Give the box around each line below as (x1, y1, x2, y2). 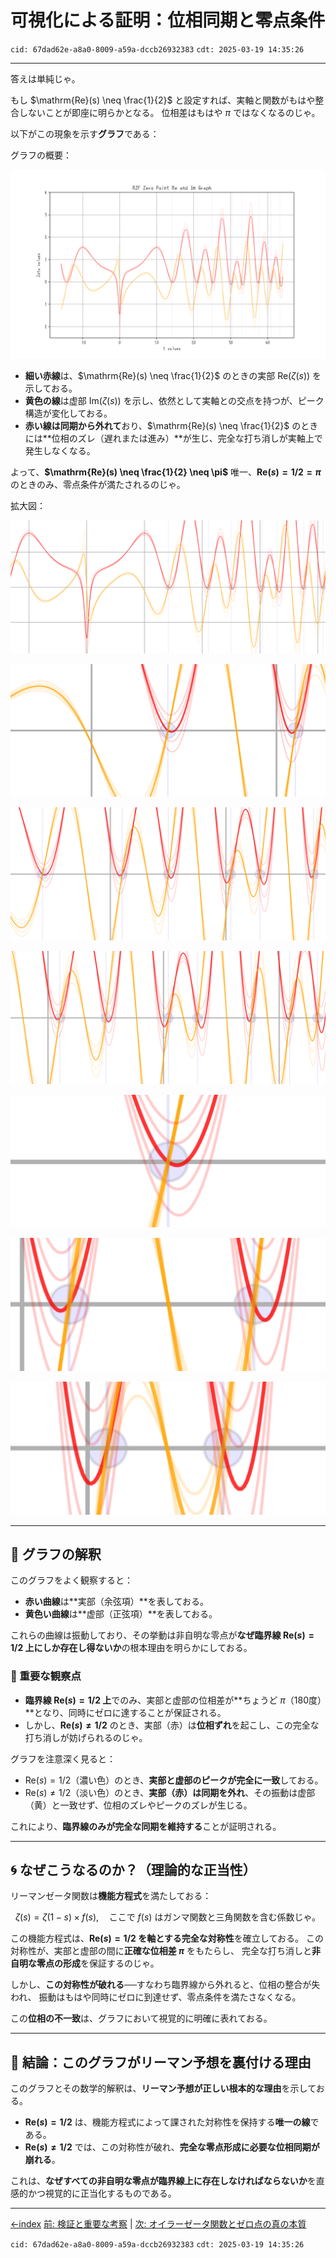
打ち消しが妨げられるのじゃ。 (24, 1731, 148, 1743)
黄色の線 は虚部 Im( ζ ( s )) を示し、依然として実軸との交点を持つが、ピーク (24, 395, 325, 407)
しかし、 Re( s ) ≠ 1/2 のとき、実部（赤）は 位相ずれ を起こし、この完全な (24, 1719, 320, 1731)
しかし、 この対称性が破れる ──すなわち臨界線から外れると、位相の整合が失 (10, 1979, 321, 1991)
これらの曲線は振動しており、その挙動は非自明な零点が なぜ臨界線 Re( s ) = (10, 1629, 315, 1641)
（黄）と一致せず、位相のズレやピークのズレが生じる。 (24, 1799, 253, 1811)
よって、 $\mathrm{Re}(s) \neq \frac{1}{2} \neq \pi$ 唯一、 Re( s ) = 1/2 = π (10, 466, 322, 478)
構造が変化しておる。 (24, 407, 113, 420)
